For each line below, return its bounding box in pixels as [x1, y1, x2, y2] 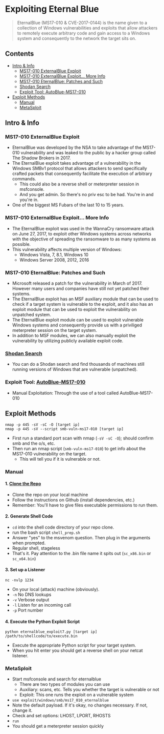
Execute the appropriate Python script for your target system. [12, 643, 136, 648]
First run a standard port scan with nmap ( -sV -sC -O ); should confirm [12, 435, 154, 441]
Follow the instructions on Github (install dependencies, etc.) [12, 497, 135, 502]
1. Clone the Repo [5, 480, 42, 486]
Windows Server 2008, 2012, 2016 [19, 257, 89, 263]
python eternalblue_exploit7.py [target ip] [5, 629, 97, 635]
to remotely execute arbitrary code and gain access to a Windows [17, 30, 150, 36]
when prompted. [12, 540, 46, 546]
